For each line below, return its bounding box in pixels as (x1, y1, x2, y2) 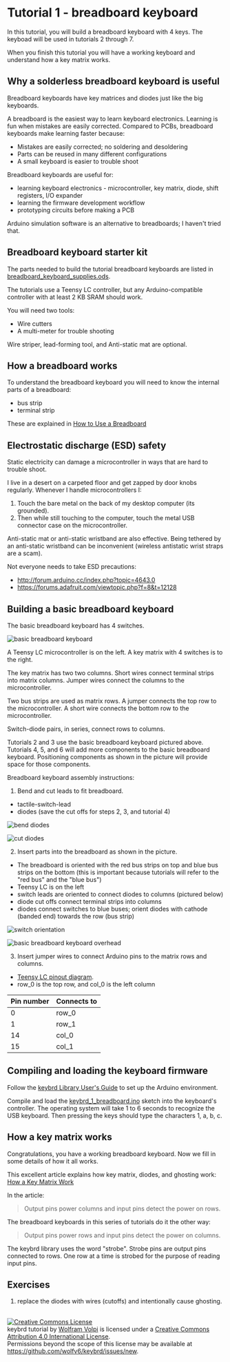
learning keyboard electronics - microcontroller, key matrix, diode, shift (17, 184, 219, 192)
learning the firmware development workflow (17, 198, 145, 207)
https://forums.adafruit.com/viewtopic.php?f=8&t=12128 (17, 584, 177, 592)
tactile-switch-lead (17, 801, 71, 808)
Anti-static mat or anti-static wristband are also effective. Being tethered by (7, 535, 222, 543)
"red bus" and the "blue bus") (17, 876, 102, 883)
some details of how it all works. (7, 1157, 98, 1165)
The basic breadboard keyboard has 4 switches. (7, 621, 145, 630)
